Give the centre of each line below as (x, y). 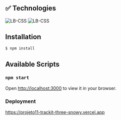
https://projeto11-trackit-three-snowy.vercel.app (55, 112)
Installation (23, 37)
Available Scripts (32, 64)
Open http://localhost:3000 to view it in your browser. (61, 88)
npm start (17, 78)
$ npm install (20, 48)
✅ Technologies (31, 8)
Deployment (21, 101)
